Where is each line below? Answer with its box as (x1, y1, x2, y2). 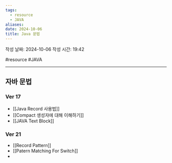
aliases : (5, 22, 24, 27)
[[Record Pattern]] (12, 142, 51, 148)
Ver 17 (5, 93, 21, 100)
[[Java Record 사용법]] (12, 105, 60, 112)
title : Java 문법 (5, 31, 40, 37)
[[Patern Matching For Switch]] (12, 148, 78, 154)
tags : (5, 7, 17, 13)
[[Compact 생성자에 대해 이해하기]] (12, 112, 84, 118)
